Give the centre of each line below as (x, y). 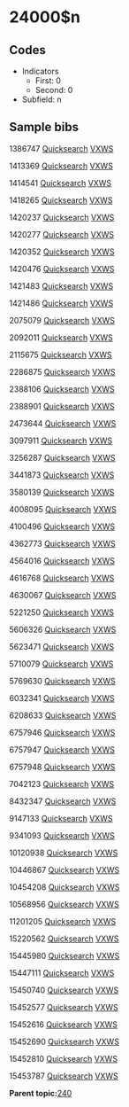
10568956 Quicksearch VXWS (64, 904)
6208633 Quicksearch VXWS (63, 715)
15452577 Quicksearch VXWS (64, 1007)
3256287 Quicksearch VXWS (63, 457)
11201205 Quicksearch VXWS (63, 921)
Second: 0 (54, 90)
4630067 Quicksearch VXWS (63, 595)
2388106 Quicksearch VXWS (62, 389)
